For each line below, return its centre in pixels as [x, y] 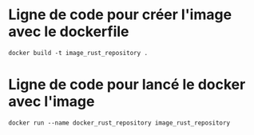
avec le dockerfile [69, 32]
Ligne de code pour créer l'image [120, 15]
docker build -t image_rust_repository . [78, 53]
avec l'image [52, 102]
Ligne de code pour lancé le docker [127, 85]
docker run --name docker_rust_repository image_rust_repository [119, 123]
